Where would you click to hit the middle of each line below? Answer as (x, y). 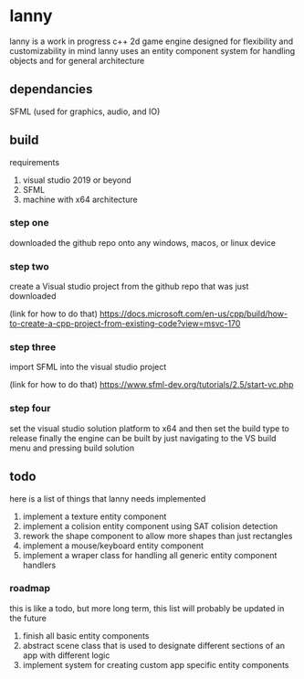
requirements (35, 162)
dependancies (51, 89)
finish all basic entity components (86, 635)
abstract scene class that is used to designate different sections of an (154, 645)
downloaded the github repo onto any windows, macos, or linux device (143, 242)
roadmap (30, 589)
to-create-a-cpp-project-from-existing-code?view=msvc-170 (125, 324)
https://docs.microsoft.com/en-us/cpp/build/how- (194, 314)
